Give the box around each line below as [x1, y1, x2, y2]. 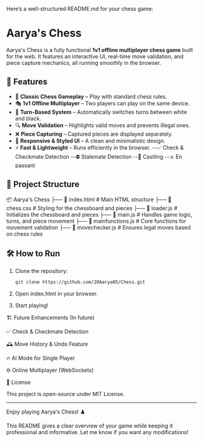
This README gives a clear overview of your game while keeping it [6, 422, 173, 429]
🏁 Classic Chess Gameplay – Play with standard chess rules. [14, 93, 167, 100]
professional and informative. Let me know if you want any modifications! [6, 429, 188, 436]
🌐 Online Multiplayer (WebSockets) [6, 366, 94, 374]
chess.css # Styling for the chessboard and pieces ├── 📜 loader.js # [6, 204, 178, 211]
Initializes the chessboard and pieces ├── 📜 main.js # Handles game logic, [6, 211, 193, 218]
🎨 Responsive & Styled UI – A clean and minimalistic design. [14, 137, 166, 144]
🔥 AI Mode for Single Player [6, 354, 76, 362]
